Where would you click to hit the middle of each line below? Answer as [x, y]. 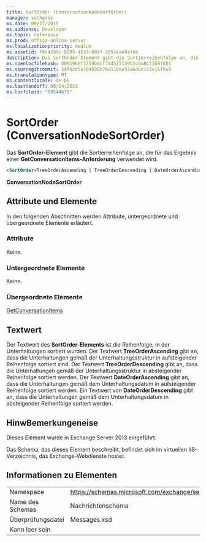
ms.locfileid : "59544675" [39, 92]
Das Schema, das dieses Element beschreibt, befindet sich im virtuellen [97, 450]
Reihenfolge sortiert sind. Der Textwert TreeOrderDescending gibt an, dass [102, 364]
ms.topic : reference [33, 35]
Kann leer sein [30, 529]
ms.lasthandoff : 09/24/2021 [42, 87]
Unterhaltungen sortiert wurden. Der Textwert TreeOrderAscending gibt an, [102, 352]
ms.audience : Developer [37, 29]
